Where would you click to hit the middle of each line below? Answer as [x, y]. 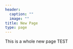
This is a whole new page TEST [36, 41]
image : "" [19, 18]
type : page [16, 28]
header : [13, 9]
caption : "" [22, 14]
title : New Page [21, 23]
